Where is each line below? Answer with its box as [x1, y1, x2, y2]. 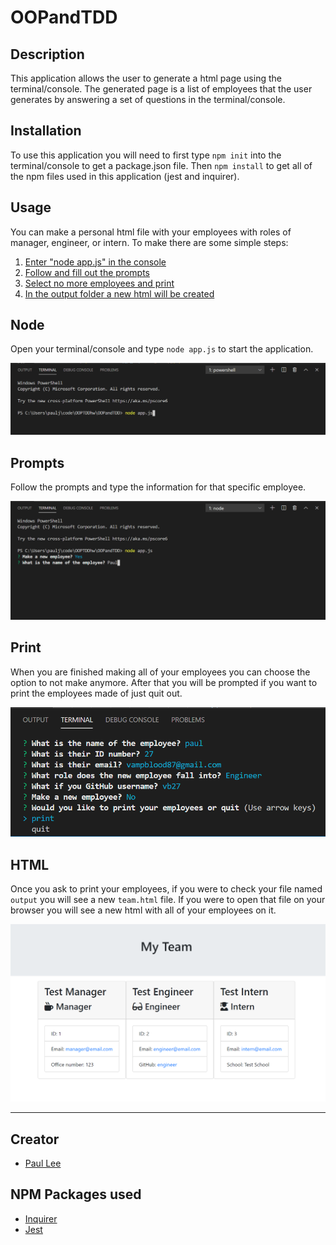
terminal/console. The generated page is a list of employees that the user [10, 83, 313, 95]
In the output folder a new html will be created [24, 287, 215, 300]
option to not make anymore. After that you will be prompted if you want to [10, 676, 318, 688]
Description [10, 46, 85, 63]
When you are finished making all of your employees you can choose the [10, 666, 311, 678]
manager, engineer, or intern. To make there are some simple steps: [10, 236, 289, 248]
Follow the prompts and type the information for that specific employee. [10, 481, 307, 493]
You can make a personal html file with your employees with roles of [10, 226, 292, 238]
